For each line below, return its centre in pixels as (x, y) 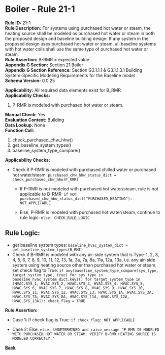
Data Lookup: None (25, 125)
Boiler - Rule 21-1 (40, 9)
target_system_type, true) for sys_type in (58, 275)
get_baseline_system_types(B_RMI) (48, 250)
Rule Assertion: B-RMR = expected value (47, 59)
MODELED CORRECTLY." (33, 338)
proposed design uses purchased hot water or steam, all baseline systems (81, 44)
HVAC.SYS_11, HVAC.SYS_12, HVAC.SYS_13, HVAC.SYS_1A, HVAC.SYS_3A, (83, 292)
